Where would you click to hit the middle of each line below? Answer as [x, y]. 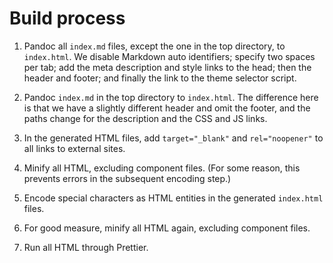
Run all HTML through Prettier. [86, 247]
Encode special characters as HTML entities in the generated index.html [173, 198]
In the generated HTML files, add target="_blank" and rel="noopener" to [173, 138]
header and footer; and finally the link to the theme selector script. [160, 78]
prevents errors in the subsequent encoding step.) [127, 178]
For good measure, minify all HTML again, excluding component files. [167, 228]
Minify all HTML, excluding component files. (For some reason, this [162, 168]
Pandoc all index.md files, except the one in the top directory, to [154, 46]
